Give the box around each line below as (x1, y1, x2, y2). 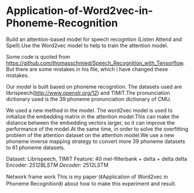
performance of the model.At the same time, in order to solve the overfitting (6, 125, 189, 132)
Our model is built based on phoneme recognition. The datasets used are (6, 83, 182, 90)
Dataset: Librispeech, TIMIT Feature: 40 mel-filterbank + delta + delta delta (6, 155, 188, 162)
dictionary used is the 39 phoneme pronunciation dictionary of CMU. (6, 95, 171, 103)
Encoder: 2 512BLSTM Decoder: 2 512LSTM (6, 162, 109, 169)
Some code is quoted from (6, 53, 70, 60)
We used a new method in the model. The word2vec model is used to (6, 107, 173, 114)
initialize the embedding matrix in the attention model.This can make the (6, 113, 179, 120)
